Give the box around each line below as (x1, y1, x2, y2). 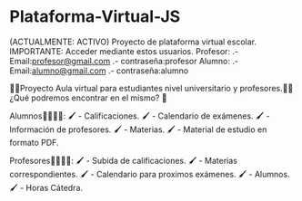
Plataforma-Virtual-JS (9, 6, 181, 27)
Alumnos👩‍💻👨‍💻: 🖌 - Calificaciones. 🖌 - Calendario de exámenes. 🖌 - (9, 110, 270, 121)
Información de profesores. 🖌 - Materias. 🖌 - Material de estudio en (9, 124, 267, 135)
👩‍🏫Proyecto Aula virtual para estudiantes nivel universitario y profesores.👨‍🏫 (9, 82, 294, 93)
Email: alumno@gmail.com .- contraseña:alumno (9, 65, 189, 76)
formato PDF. (9, 137, 59, 148)
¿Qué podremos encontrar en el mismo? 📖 (9, 92, 167, 103)
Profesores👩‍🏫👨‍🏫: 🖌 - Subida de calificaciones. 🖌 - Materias (9, 155, 238, 166)
